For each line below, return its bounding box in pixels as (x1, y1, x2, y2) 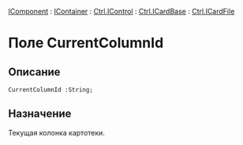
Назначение (8, 107, 72, 121)
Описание (8, 65, 61, 78)
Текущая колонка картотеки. (8, 128, 105, 137)
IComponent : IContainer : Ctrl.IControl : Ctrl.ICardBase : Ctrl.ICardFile (8, 7, 235, 16)
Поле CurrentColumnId (8, 34, 164, 52)
